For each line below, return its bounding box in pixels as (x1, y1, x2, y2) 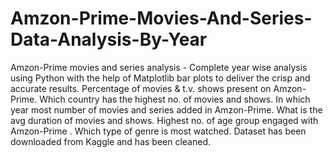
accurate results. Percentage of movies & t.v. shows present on (10, 82, 272, 94)
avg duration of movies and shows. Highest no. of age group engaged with (10, 114, 319, 126)
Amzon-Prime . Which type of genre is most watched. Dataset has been (10, 125, 307, 137)
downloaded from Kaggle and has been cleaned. (10, 135, 212, 147)
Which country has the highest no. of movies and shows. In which (39, 93, 311, 105)
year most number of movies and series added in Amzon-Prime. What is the (10, 103, 323, 116)
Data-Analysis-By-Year (10, 28, 208, 51)
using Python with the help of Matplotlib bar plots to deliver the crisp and (10, 72, 311, 84)
